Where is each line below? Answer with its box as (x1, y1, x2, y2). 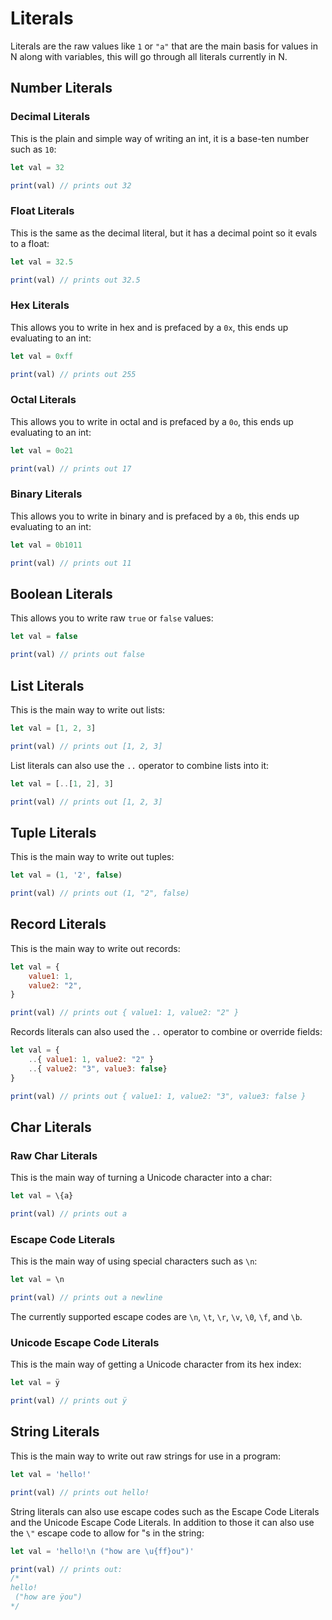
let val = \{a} (10, 1191, 74, 1201)
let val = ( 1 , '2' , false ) (10, 870, 123, 881)
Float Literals (10, 204, 75, 218)
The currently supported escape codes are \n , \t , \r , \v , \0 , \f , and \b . (10, 1311, 303, 1323)
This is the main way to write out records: (10, 942, 181, 954)
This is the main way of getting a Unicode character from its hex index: (10, 1358, 302, 1371)
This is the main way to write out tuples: (10, 851, 175, 863)
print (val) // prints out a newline (10, 1293, 163, 1303)
